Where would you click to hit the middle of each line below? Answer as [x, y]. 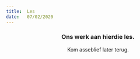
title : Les [20, 11]
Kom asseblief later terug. [98, 49]
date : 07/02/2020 [30, 17]
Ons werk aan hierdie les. [98, 37]
